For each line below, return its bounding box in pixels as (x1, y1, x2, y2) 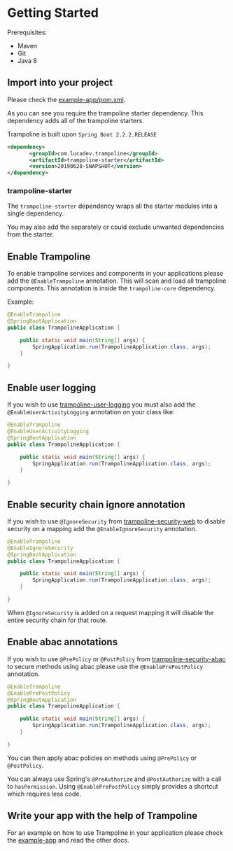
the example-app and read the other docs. (7, 836, 129, 844)
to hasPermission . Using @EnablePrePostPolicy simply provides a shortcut (7, 782, 218, 790)
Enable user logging (7, 381, 97, 393)
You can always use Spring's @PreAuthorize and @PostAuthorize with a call (7, 775, 222, 783)
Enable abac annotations (7, 636, 118, 648)
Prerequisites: (7, 28, 48, 36)
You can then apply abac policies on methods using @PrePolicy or (7, 754, 197, 762)
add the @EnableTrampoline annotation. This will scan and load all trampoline (7, 276, 227, 285)
